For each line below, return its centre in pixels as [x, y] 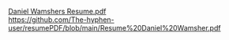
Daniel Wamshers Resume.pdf [57, 11]
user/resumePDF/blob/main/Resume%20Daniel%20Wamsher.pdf [114, 28]
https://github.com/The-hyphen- [61, 20]
